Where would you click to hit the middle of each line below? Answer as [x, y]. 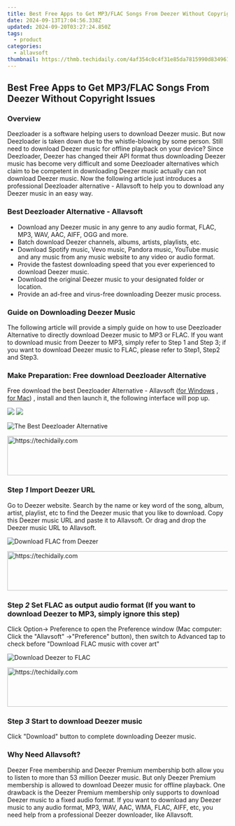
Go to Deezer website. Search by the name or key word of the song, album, [116, 505]
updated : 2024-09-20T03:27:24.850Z [59, 27]
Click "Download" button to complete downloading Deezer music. [102, 736]
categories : [24, 46]
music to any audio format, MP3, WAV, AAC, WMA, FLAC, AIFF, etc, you [110, 807]
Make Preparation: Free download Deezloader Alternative [107, 375]
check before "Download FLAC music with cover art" [83, 644]
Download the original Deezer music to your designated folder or [111, 279]
